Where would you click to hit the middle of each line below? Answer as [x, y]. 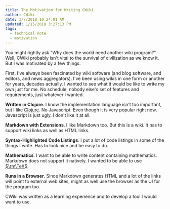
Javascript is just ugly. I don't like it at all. [48, 115]
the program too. [23, 186]
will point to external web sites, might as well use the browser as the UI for [83, 181]
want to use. [18, 202]
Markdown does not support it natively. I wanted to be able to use [74, 160]
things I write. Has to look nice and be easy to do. [57, 145]
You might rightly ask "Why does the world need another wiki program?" [81, 52]
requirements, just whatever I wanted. [45, 95]
